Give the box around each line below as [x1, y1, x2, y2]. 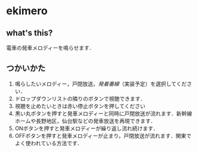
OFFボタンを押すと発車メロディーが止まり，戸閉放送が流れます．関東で [14, 132, 192, 139]
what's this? [6, 28, 53, 38]
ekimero [6, 4, 48, 18]
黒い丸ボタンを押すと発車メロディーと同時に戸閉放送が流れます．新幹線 [14, 110, 193, 117]
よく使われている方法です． [14, 140, 83, 147]
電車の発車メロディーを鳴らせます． [6, 45, 95, 51]
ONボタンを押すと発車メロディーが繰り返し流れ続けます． [14, 125, 159, 132]
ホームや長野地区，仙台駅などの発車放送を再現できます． [14, 117, 156, 124]
